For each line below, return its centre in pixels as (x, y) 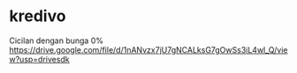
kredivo (38, 16)
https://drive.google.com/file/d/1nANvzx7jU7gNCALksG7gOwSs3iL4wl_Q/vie (148, 49)
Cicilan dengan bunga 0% (57, 40)
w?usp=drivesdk (39, 59)
